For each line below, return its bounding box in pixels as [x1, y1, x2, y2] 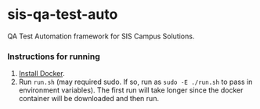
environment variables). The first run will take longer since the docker [18, 85, 244, 95]
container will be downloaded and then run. [18, 94, 160, 104]
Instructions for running [7, 51, 100, 62]
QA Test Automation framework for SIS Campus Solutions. [7, 31, 195, 41]
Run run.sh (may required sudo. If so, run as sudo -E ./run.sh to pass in [18, 77, 253, 87]
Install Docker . [18, 69, 65, 78]
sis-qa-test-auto [7, 5, 118, 24]
